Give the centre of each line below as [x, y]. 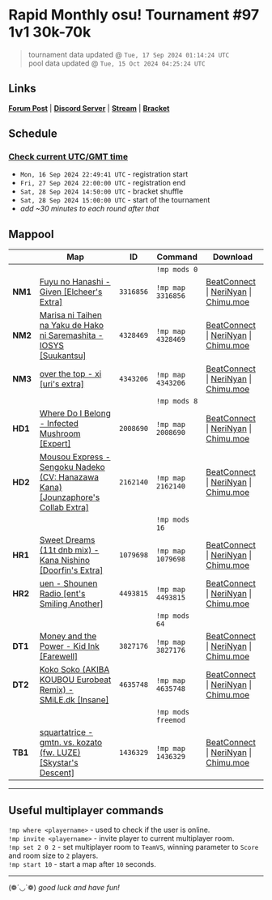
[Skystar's [59, 763]
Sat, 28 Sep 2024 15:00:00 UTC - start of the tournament [115, 200]
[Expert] [55, 444]
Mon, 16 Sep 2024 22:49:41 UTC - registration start [104, 174]
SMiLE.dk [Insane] [74, 700]
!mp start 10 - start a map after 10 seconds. [82, 864]
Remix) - [57, 690]
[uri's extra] [62, 384]
